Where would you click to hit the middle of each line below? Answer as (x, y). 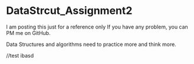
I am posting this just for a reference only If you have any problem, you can (97, 27)
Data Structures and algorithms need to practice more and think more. (91, 44)
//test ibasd (20, 55)
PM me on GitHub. (29, 33)
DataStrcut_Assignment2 (69, 11)
